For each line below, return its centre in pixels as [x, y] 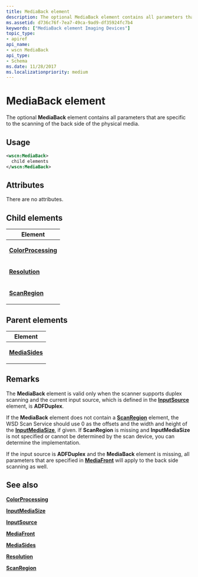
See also [22, 485]
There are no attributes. [35, 199]
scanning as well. [27, 466]
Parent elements [37, 320]
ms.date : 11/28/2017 [32, 66]
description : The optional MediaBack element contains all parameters [95, 17]
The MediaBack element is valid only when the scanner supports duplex [94, 394]
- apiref [17, 39]
